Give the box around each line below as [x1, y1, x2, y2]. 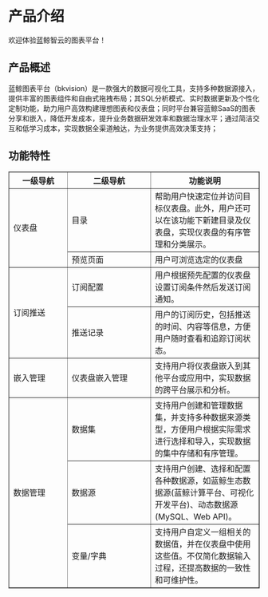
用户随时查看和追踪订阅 [155, 333, 243, 344]
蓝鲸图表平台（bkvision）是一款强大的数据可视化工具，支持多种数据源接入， [8, 83, 259, 93]
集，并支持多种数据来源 [155, 412, 243, 423]
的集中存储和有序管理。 [155, 448, 243, 459]
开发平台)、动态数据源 [155, 499, 238, 510]
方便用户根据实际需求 [171, 424, 251, 435]
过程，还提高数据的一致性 [155, 562, 251, 573]
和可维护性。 [155, 574, 203, 585]
